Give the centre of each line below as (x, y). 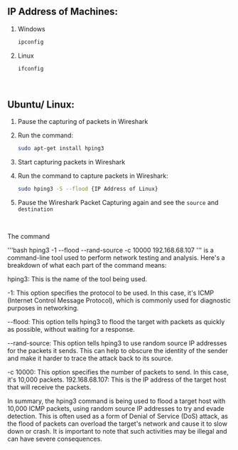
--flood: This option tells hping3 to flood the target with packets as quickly (116, 322)
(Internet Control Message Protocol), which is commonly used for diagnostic (119, 300)
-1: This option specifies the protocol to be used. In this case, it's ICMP (111, 293)
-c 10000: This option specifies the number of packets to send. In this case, (118, 372)
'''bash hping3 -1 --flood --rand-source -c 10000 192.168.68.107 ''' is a (111, 250)
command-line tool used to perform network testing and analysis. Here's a (116, 258)
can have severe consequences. (55, 439)
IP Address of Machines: (63, 12)
